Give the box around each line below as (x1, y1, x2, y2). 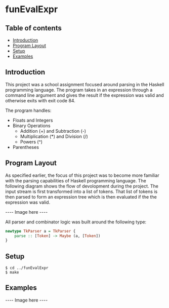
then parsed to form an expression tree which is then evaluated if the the (5, 194, 157, 200)
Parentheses (12, 144, 39, 150)
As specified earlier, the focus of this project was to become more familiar (5, 172, 159, 178)
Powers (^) (20, 138, 43, 145)
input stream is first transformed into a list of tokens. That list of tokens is (5, 188, 158, 195)
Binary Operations (12, 123, 51, 129)
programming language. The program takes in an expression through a (5, 87, 153, 93)
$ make (5, 270, 19, 275)
